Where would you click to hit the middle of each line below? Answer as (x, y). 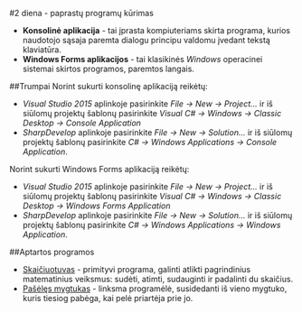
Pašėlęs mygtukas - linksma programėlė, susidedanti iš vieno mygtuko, (155, 289)
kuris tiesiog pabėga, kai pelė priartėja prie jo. (108, 298)
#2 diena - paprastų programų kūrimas (81, 13)
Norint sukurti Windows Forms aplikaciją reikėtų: (99, 169)
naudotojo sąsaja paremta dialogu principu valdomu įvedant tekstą (146, 40)
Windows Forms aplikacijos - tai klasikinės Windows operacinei (142, 59)
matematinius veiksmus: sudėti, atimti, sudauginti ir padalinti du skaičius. (158, 279)
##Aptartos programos (52, 252)
